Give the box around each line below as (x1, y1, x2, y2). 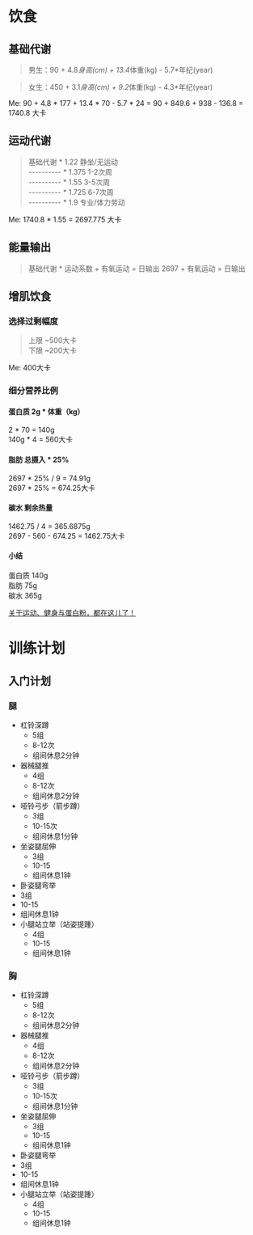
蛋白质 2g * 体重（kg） (8, 406, 85, 417)
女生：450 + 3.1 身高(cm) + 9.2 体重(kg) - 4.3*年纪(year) (27, 82, 213, 91)
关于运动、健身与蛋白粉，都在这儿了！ (8, 608, 136, 618)
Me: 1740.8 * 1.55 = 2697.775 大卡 (8, 214, 122, 224)
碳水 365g (8, 591, 43, 601)
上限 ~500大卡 (27, 336, 77, 345)
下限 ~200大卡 (27, 345, 77, 356)
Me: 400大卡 (8, 363, 51, 373)
